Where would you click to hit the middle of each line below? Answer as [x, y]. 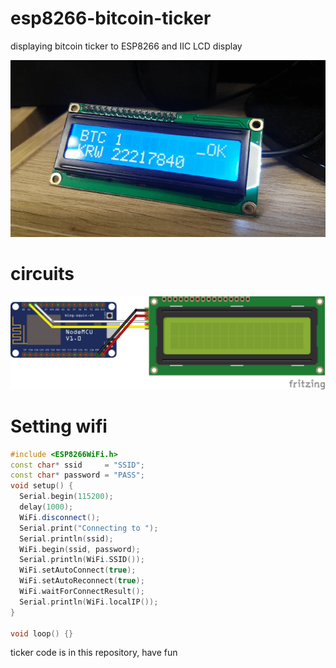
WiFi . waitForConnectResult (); [82, 592]
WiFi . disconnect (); [60, 517]
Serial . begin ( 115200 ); [66, 497]
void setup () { [42, 486]
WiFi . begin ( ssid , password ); [80, 549]
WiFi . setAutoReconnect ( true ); [82, 581]
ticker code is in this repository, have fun [94, 653]
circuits [42, 273]
